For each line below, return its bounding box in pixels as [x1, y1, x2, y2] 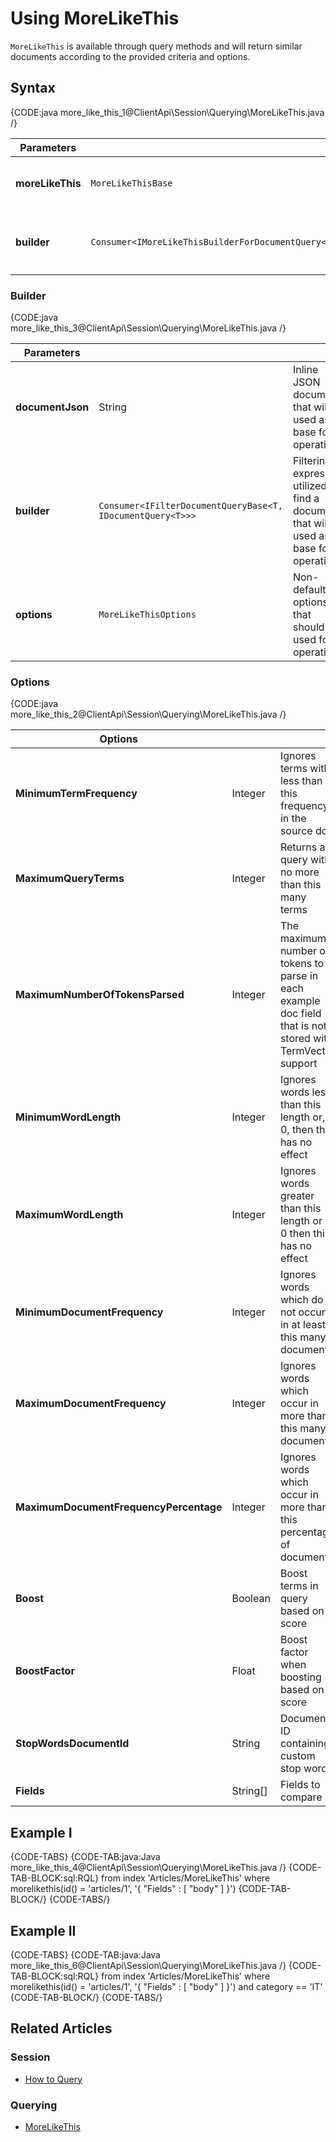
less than [279, 774, 323, 788]
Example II [10, 1922, 77, 1939]
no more [279, 865, 320, 879]
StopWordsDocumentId [15, 1737, 130, 1751]
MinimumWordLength [15, 1110, 122, 1124]
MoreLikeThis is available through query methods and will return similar [10, 40, 303, 52]
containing [279, 1737, 330, 1751]
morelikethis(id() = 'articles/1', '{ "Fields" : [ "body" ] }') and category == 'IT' [10, 1980, 323, 1992]
